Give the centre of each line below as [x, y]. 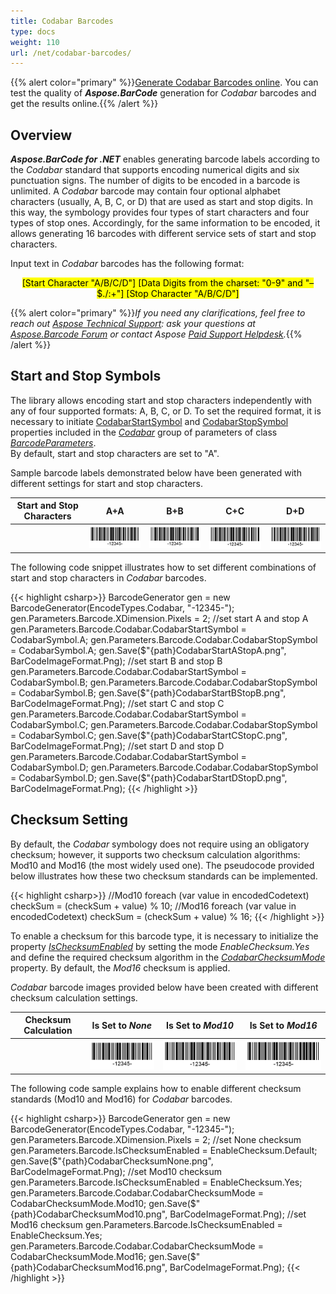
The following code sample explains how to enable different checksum [156, 1089]
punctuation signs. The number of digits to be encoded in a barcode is [155, 181]
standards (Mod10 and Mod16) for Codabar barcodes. [121, 1099]
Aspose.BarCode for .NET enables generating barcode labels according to [165, 159]
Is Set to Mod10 [199, 1025]
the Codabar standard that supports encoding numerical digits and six [155, 170]
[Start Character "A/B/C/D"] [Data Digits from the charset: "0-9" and [162, 283]
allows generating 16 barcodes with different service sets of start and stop [163, 234]
